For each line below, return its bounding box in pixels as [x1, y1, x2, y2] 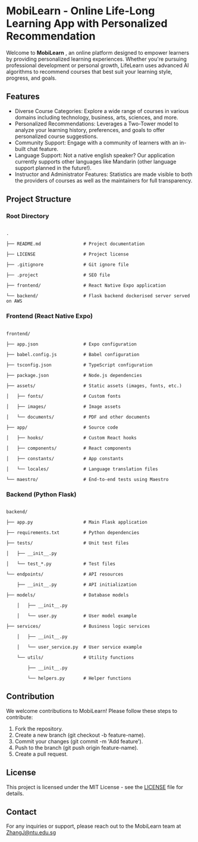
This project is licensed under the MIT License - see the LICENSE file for [6, 783, 183, 790]
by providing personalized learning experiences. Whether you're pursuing [6, 55, 187, 62]
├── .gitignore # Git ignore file [6, 262, 129, 268]
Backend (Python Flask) [6, 490, 77, 498]
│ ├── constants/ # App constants [6, 455, 124, 461]
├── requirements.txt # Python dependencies [6, 530, 140, 536]
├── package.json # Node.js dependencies [6, 372, 143, 378]
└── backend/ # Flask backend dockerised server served [6, 293, 190, 299]
